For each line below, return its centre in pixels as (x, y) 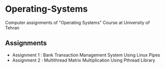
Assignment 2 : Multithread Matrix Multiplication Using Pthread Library (83, 60)
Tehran (12, 27)
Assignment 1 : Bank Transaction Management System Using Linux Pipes (86, 55)
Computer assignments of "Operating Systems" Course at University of (78, 23)
